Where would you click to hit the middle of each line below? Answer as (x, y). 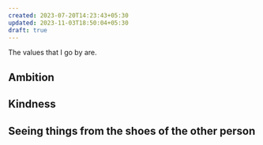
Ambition (32, 77)
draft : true (28, 30)
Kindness (32, 104)
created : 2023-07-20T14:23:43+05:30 (68, 15)
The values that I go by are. (53, 53)
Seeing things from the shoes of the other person (132, 131)
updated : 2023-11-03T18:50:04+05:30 (68, 23)
